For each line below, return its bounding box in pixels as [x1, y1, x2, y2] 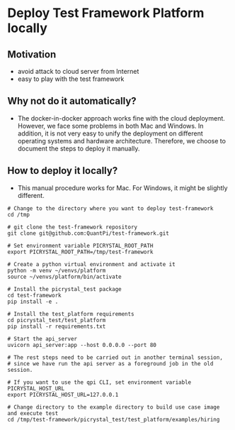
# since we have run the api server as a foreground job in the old [7, 360, 214, 367]
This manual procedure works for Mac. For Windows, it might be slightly [17, 183, 228, 192]
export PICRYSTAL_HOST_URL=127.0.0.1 [7, 391, 119, 398]
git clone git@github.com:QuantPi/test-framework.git [7, 229, 170, 237]
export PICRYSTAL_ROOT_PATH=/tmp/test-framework [7, 248, 154, 255]
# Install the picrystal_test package [7, 285, 122, 292]
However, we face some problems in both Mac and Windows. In [17, 121, 204, 130]
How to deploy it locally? [7, 165, 118, 177]
